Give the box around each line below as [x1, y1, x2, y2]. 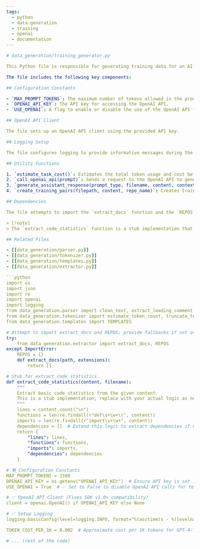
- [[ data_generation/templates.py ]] [6, 258, 97, 264]
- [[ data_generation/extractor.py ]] [6, 264, 97, 270]
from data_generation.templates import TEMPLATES [6, 319, 132, 325]
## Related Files [6, 236, 49, 242]
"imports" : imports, [27, 445, 79, 451]
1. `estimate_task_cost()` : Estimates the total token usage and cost [6, 171, 185, 177]
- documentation [11, 36, 52, 42]
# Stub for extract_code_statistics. [6, 373, 100, 379]
